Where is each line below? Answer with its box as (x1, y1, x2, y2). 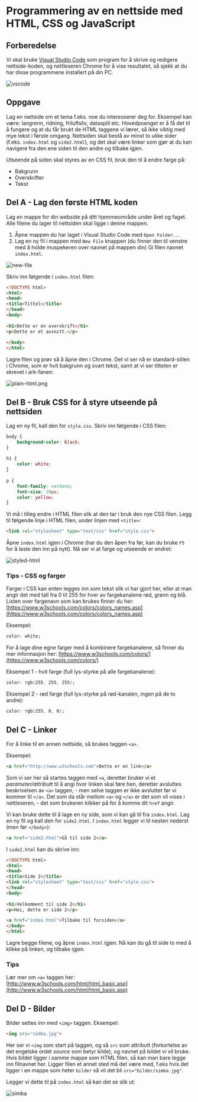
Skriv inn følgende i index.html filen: (6, 273, 95, 280)
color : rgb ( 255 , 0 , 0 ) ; (6, 708, 65, 714)
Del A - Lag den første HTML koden (6, 198, 138, 208)
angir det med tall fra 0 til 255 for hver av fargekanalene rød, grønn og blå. (6, 592, 187, 599)
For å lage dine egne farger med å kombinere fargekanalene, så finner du (6, 644, 184, 651)
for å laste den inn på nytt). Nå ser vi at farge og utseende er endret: (6, 545, 173, 552)
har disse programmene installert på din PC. (6, 69, 113, 75)
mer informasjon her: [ (6, 650, 61, 658)
